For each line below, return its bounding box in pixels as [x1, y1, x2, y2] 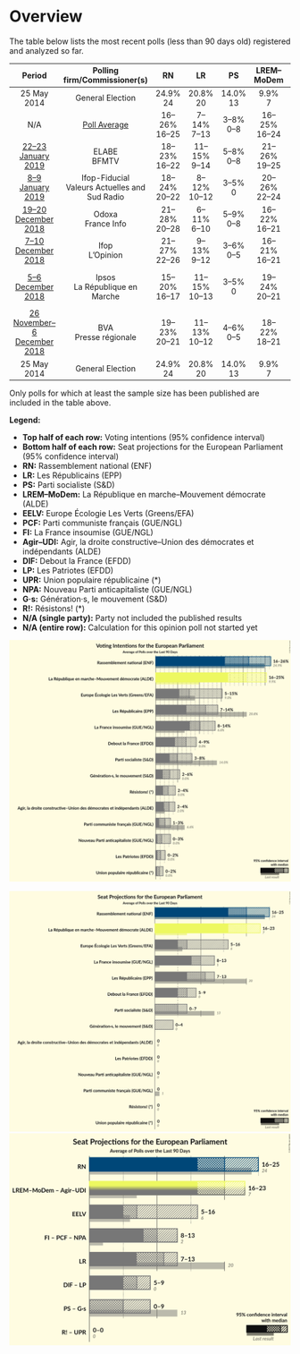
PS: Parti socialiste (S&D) [21, 480, 115, 490]
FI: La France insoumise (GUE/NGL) [21, 527, 154, 538]
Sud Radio [87, 192, 125, 202]
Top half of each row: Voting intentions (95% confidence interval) [21, 432, 265, 443]
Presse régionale [74, 331, 137, 342]
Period [21, 70, 47, 81]
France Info [84, 218, 127, 229]
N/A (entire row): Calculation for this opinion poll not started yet [21, 622, 258, 633]
